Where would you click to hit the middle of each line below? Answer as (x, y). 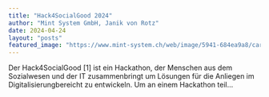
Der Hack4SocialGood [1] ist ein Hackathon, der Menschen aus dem (120, 68)
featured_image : (35, 45)
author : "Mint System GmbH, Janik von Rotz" (84, 23)
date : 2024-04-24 (37, 30)
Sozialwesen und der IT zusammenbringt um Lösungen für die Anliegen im (131, 76)
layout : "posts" (35, 38)
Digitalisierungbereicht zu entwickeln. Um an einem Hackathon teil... (121, 85)
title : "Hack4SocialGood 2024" (60, 16)
